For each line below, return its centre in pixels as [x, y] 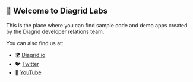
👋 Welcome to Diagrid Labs [57, 11]
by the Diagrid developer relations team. [55, 31]
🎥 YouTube [28, 72]
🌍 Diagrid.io [30, 55]
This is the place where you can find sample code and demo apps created [97, 25]
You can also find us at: [35, 43]
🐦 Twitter [27, 64]
